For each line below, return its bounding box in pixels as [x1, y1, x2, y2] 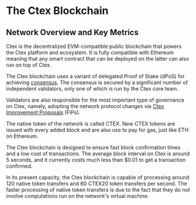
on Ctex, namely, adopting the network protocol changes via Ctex [6, 103, 164, 109]
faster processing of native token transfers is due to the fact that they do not [6, 186, 190, 193]
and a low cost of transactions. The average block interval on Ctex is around [6, 150, 190, 157]
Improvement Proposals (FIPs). [6, 109, 81, 116]
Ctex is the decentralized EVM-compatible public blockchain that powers [6, 43, 182, 50]
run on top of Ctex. [6, 61, 51, 68]
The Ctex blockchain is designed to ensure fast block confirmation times [6, 144, 181, 151]
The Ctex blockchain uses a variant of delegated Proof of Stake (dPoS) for [6, 73, 185, 79]
